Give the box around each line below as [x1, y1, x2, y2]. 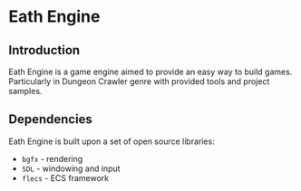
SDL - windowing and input [21, 163, 121, 174]
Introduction [8, 43, 81, 58]
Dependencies [8, 111, 92, 128]
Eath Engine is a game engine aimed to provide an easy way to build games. [8, 66, 293, 77]
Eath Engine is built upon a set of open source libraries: [8, 136, 215, 147]
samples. [8, 86, 43, 96]
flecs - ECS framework [21, 172, 110, 183]
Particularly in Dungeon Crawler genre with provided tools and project [8, 76, 270, 87]
